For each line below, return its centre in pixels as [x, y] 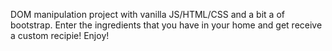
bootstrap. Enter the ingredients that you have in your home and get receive [166, 25]
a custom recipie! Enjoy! [60, 35]
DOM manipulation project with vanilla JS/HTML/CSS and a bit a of [147, 14]
